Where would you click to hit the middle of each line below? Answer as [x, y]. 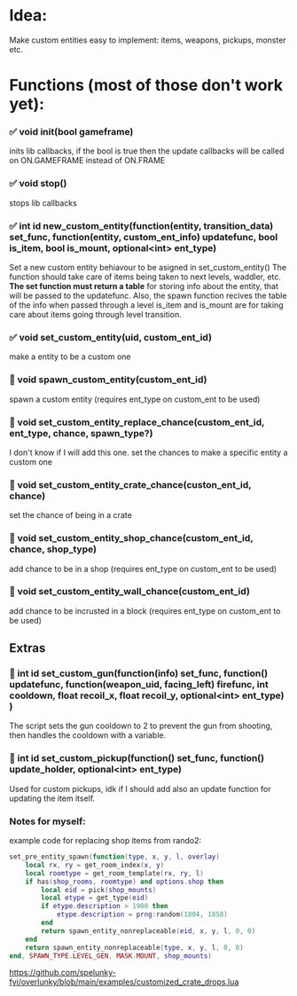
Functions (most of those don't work [146, 86]
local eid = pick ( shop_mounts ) [99, 890]
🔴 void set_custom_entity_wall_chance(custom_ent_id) [130, 592]
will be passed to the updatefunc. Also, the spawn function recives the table [148, 296]
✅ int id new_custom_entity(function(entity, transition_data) [141, 225]
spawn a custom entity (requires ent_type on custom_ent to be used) [135, 399]
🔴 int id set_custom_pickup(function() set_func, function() [137, 758]
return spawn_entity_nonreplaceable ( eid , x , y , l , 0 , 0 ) [148, 931]
